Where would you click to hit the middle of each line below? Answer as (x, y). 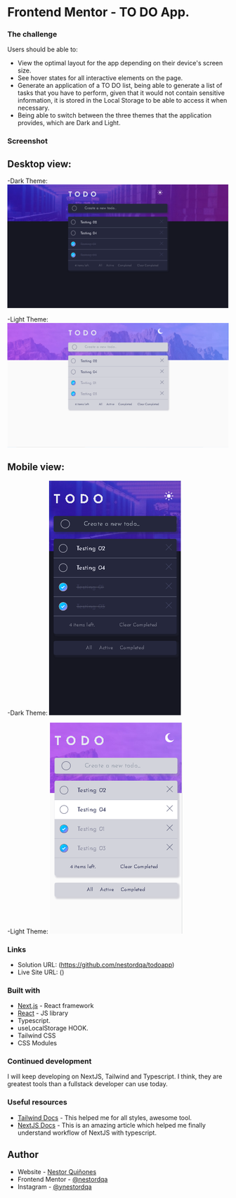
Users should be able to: (43, 49)
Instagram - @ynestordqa (55, 1187)
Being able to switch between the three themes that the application (114, 115)
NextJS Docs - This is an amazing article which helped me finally (111, 1125)
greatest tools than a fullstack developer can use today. (88, 1084)
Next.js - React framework (55, 1006)
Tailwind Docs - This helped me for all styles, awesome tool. (104, 1117)
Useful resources (38, 1102)
